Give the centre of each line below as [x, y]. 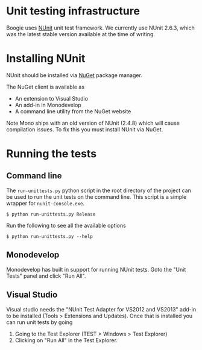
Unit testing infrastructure [73, 11]
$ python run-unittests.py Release [51, 214]
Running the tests [52, 154]
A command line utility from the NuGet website [73, 111]
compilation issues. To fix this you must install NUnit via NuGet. [85, 129]
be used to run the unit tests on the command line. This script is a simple [96, 196]
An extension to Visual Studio [52, 98]
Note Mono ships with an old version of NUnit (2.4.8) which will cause [93, 123]
